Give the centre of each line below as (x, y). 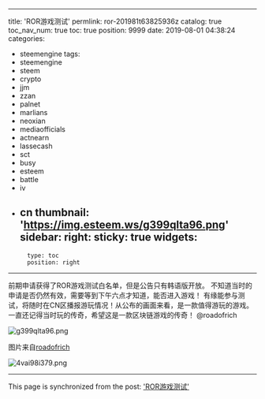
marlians (34, 112)
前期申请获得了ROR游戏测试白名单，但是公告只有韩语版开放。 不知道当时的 (130, 285)
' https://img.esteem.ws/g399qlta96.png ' (124, 225)
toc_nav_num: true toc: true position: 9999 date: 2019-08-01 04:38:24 (122, 30)
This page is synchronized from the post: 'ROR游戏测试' (99, 386)
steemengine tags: (50, 54)
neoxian (32, 121)
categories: (26, 39)
